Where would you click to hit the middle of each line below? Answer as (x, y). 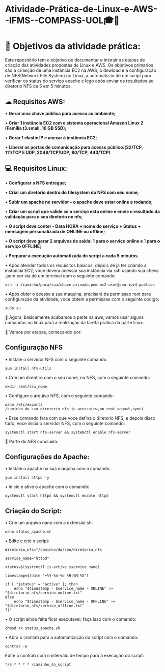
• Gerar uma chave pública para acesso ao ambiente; (60, 113)
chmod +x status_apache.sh (33, 628)
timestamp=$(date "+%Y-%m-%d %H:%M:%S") (47, 576)
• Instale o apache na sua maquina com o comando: (58, 469)
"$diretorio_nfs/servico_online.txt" (44, 593)
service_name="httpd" (27, 559)
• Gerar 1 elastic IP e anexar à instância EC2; (51, 137)
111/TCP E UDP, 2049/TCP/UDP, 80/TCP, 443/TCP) (58, 152)
